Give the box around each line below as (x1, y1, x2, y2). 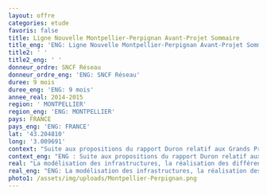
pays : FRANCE (8, 115, 52, 123)
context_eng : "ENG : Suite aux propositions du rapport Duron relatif (8, 152, 247, 160)
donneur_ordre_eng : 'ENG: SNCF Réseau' (8, 71, 141, 79)
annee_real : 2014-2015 (8, 93, 83, 101)
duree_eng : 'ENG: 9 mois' (8, 85, 94, 94)
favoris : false (8, 26, 59, 34)
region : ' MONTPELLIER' (8, 100, 87, 108)
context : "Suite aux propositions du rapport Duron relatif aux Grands (8, 145, 250, 153)
